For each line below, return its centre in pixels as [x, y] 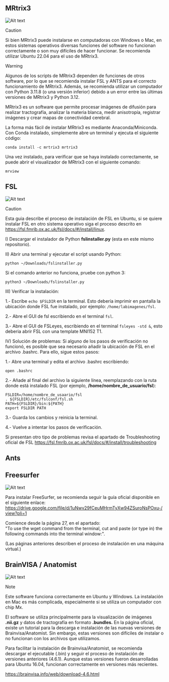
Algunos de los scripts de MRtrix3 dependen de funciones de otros [75, 76]
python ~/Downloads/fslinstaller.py [44, 263]
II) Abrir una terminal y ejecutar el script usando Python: [63, 254]
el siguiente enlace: [25, 502]
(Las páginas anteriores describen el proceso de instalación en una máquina [84, 543]
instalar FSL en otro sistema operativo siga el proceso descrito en [73, 223]
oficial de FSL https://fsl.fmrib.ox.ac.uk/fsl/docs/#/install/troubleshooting [81, 442]
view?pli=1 [16, 513]
